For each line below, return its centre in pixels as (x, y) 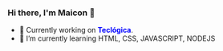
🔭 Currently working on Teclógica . (76, 30)
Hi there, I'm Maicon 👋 (51, 13)
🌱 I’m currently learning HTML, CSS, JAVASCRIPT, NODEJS (117, 38)
